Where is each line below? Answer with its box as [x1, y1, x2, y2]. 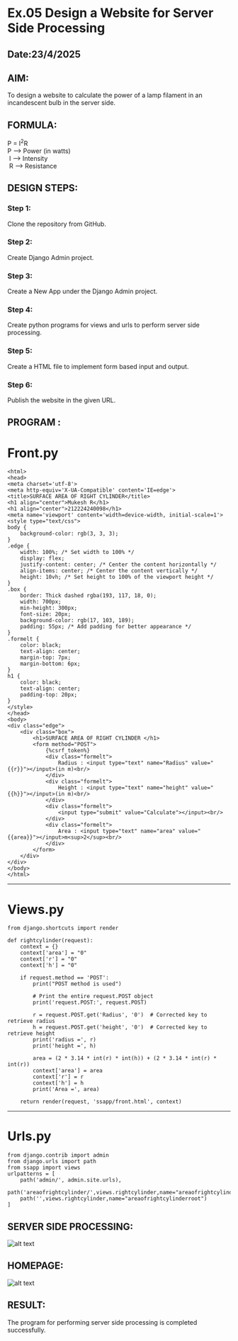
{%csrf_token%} [45, 747, 91, 754]
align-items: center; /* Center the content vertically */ [20, 567, 198, 575]
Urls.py [7, 1128, 52, 1145]
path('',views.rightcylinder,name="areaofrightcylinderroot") [20, 1195, 208, 1202]
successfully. [7, 1325, 46, 1334]
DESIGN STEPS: [7, 182, 79, 194]
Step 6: [7, 380, 33, 390]
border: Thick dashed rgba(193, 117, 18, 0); [20, 592, 157, 599]
